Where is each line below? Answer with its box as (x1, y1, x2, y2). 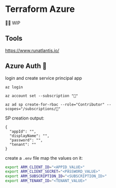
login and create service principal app (5, 75, 82, 81)
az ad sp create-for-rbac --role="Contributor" (5, 102, 105, 107)
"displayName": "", (9, 133, 50, 138)
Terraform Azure (5, 3, 75, 15)
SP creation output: (5, 115, 44, 121)
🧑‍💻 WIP (5, 20, 21, 26)
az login (5, 84, 23, 90)
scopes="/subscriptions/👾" (5, 106, 61, 111)
